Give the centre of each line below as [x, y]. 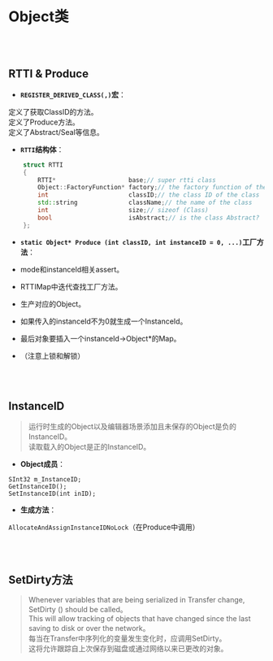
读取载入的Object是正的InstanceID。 [89, 447]
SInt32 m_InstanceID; [45, 480]
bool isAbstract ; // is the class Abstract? [149, 217]
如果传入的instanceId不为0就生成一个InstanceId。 [104, 321]
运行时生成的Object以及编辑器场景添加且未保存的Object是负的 [132, 427]
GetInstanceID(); [38, 487]
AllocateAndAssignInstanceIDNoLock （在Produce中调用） [104, 527]
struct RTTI [43, 165]
